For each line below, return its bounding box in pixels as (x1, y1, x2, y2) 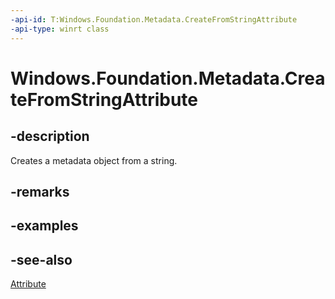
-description (10, 128, 90, 145)
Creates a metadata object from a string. (10, 154, 178, 166)
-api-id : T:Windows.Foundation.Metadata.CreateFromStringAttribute (10, 14, 298, 25)
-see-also (10, 251, 73, 268)
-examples (10, 217, 79, 235)
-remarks (10, 183, 70, 200)
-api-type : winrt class (10, 24, 110, 34)
